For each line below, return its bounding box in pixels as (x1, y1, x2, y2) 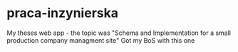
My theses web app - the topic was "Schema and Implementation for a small (6, 28, 232, 37)
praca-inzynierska (6, 5, 119, 21)
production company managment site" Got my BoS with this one (6, 36, 195, 44)
